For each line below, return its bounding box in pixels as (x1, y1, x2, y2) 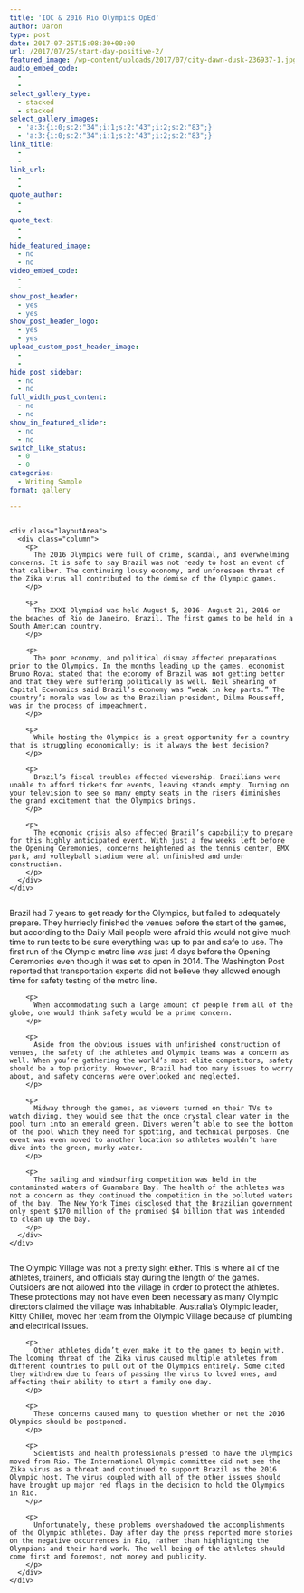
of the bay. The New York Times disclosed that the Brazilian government (9, 1198, 294, 1207)
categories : (9, 469, 54, 478)
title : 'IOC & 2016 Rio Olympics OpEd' (9, 13, 160, 23)
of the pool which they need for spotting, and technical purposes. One (9, 1127, 290, 1137)
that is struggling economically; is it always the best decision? (9, 740, 270, 749)
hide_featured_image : (9, 241, 91, 250)
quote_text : (9, 215, 54, 225)
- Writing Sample (17, 477, 83, 486)
